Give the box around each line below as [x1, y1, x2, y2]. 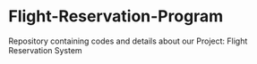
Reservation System [8, 44, 82, 55]
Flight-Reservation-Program [8, 6, 224, 27]
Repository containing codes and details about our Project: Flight [8, 36, 248, 46]
